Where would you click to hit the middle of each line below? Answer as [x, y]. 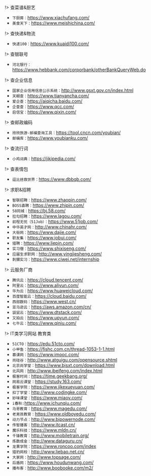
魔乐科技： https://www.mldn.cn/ [44, 430]
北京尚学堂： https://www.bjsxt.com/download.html [63, 365]
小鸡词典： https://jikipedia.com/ [44, 158]
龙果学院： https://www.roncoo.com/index [54, 446]
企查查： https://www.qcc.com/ [43, 106]
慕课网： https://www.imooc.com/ [46, 354]
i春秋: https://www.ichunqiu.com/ [47, 403]
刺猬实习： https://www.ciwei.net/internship [56, 259]
